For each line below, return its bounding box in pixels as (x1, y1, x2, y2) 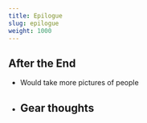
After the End (8, 56, 76, 70)
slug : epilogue (8, 19, 59, 27)
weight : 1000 (8, 27, 52, 35)
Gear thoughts (19, 101, 95, 115)
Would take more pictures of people (19, 78, 139, 88)
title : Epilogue (8, 11, 63, 20)
